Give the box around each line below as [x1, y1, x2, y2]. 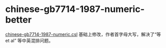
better [5, 14, 32, 25]
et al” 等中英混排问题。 [5, 37, 53, 43]
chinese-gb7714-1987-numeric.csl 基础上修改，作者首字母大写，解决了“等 [5, 31, 161, 37]
